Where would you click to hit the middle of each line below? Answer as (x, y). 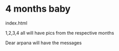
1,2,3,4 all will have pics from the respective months (60, 33)
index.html (16, 23)
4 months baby (38, 9)
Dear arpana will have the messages (43, 43)
